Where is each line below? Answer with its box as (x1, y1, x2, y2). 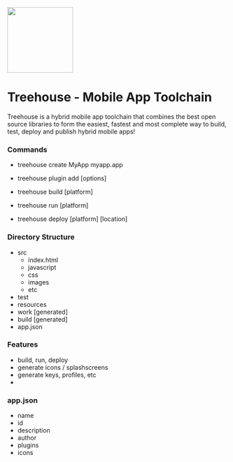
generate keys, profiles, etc (17, 370, 97, 379)
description (17, 426, 50, 435)
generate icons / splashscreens (17, 363, 108, 371)
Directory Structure (7, 232, 75, 242)
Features (7, 340, 38, 349)
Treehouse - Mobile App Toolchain (7, 89, 212, 106)
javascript (27, 263, 57, 271)
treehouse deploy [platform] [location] (17, 215, 128, 223)
